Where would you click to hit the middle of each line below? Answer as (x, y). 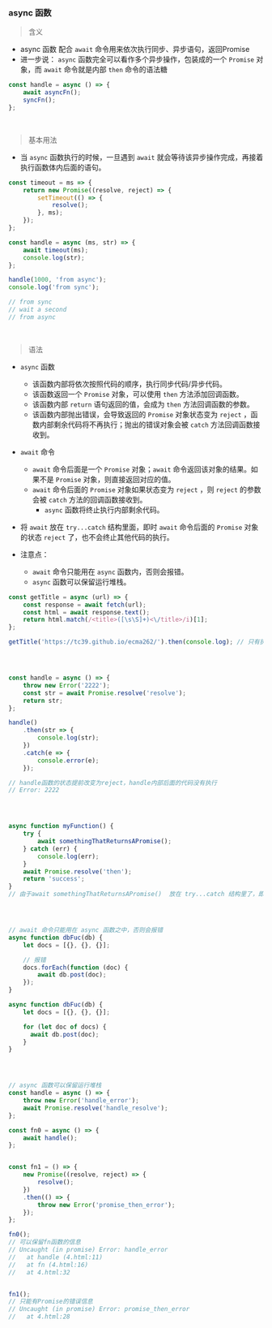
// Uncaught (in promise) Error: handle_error (88, 1250)
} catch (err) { (51, 849)
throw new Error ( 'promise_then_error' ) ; (106, 1205)
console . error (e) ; (68, 761)
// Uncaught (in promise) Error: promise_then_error (99, 1309)
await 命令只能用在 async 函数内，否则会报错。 (110, 571)
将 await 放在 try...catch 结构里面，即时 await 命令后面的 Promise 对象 (139, 527)
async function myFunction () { (61, 826)
